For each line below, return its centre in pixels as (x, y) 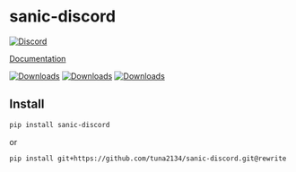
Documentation (38, 58)
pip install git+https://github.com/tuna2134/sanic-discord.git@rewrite (148, 159)
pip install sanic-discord (60, 125)
